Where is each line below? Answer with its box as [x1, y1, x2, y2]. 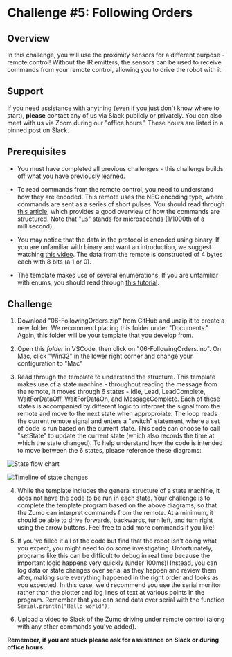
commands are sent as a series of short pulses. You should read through [17, 199, 225, 208]
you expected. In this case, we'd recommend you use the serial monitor [17, 581, 222, 589]
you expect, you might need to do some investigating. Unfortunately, [17, 544, 213, 552]
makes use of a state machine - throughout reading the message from [17, 380, 218, 388]
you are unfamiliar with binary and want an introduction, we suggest [17, 242, 212, 251]
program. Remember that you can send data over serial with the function [17, 595, 225, 604]
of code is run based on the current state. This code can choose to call [17, 424, 220, 433]
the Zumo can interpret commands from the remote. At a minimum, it [17, 509, 213, 517]
